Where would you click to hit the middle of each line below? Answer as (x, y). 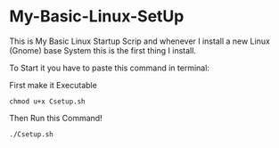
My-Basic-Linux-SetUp (97, 16)
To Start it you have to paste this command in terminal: (109, 68)
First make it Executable (53, 85)
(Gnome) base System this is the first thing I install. (103, 50)
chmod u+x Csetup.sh (48, 101)
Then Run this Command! (56, 118)
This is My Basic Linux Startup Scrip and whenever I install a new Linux (139, 41)
